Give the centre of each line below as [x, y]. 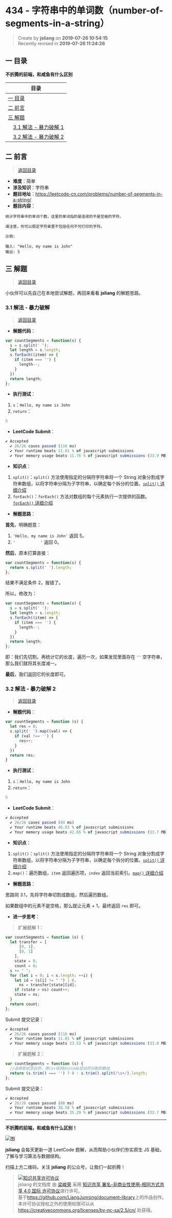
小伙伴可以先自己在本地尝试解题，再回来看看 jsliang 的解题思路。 [74, 293]
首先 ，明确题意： [23, 525]
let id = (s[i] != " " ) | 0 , [46, 980]
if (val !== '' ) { [34, 736]
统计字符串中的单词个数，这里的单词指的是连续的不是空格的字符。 [64, 217]
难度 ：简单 [24, 181]
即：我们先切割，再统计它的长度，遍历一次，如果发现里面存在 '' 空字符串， [85, 657]
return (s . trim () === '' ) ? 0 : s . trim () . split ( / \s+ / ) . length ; [79, 1073]
